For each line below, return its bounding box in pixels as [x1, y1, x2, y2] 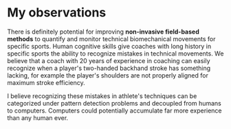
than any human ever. [7, 113, 69, 121]
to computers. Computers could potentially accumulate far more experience [7, 106, 222, 115]
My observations [7, 5, 107, 21]
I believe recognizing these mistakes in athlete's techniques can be [7, 91, 197, 100]
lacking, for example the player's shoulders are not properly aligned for [7, 71, 208, 80]
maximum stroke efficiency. [7, 78, 85, 86]
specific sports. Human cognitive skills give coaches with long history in [7, 42, 212, 50]
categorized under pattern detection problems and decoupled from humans [7, 99, 221, 107]
